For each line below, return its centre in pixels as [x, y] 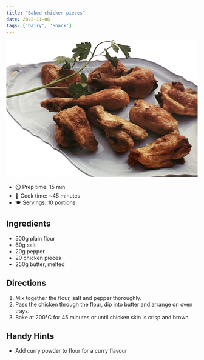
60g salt [25, 245]
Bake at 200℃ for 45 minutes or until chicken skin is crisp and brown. [103, 317]
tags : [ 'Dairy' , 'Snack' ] [39, 25]
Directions [26, 283]
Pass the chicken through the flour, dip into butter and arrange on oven [104, 304]
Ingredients [29, 224]
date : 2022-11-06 [28, 19]
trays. [22, 311]
